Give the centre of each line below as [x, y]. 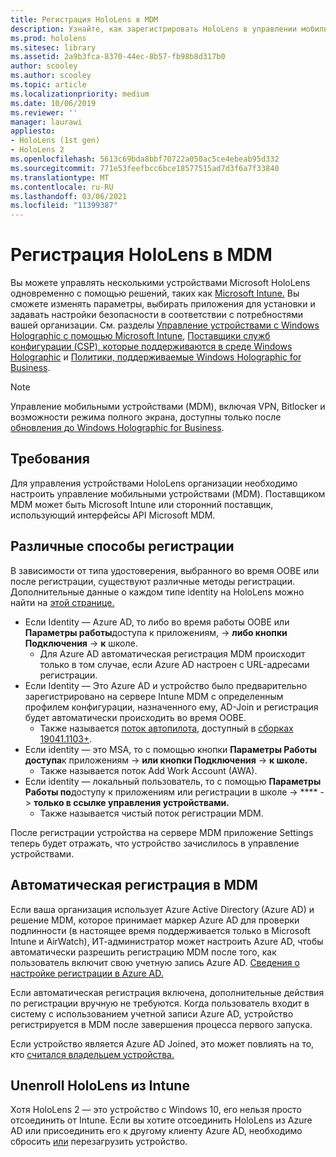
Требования [50, 459]
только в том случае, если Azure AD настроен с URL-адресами [174, 664]
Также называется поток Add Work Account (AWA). [148, 770]
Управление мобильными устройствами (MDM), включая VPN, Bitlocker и [168, 407]
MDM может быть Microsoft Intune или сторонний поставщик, [142, 504]
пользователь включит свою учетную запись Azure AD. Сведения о [155, 962]
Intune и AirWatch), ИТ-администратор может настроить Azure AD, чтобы [167, 941]
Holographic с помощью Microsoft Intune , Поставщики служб [140, 336]
